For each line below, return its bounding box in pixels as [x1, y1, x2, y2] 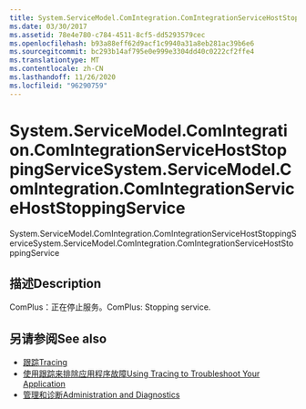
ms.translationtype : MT [9, 56, 100, 65]
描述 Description [9, 275, 102, 291]
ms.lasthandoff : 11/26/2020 [9, 73, 117, 82]
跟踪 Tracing [22, 357, 68, 368]
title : [9, 13, 35, 23]
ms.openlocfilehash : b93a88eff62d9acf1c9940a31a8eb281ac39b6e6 [9, 38, 255, 48]
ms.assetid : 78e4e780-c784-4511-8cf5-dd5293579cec [9, 30, 206, 39]
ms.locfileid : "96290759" [9, 81, 107, 90]
